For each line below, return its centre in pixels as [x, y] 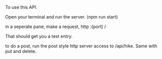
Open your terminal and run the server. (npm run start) [62, 17]
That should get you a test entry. [39, 36]
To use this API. [21, 7]
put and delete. [21, 51]
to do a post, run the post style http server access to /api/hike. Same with [81, 46]
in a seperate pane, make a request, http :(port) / [56, 26]
